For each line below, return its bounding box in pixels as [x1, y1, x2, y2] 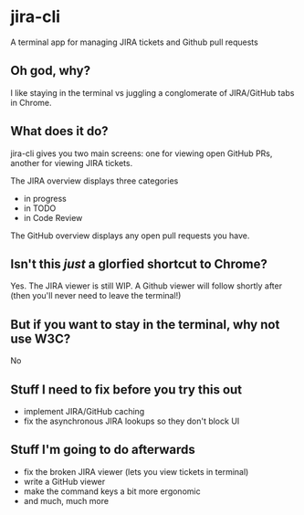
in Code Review [23, 212, 83, 223]
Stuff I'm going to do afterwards [10, 442, 195, 457]
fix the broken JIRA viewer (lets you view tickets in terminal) [23, 466, 249, 477]
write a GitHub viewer [23, 476, 106, 487]
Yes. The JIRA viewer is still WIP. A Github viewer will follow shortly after [10, 280, 282, 291]
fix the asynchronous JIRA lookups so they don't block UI [23, 415, 240, 426]
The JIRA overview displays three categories [10, 175, 179, 186]
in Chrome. [10, 97, 52, 108]
